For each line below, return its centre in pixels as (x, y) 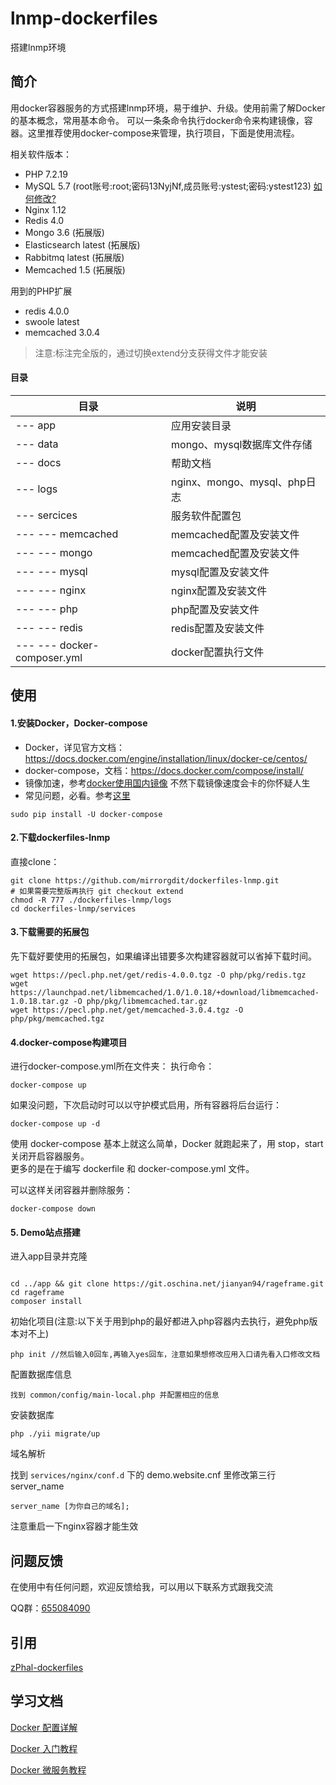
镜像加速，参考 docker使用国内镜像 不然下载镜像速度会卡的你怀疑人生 (167, 783)
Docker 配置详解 (44, 1727)
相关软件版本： (41, 154)
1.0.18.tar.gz (40, 1001)
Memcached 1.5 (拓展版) (75, 269)
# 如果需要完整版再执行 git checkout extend (97, 891)
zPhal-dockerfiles (47, 1667)
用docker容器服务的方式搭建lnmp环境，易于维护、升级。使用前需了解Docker (168, 108)
